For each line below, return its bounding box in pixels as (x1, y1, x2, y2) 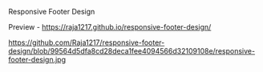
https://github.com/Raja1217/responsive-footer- (8, 38, 165, 47)
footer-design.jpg (8, 55, 67, 64)
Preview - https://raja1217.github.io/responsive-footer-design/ (8, 22, 212, 31)
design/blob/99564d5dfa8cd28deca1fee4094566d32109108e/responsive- (8, 46, 255, 55)
